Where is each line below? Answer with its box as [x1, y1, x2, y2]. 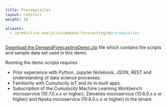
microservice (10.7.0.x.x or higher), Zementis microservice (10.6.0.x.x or [12, 91, 162, 97]
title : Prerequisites [5, 7, 51, 13]
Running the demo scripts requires [5, 60, 78, 66]
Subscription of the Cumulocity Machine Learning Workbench [12, 85, 142, 91]
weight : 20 [5, 17, 28, 22]
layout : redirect [5, 12, 42, 17]
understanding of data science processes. [12, 75, 102, 81]
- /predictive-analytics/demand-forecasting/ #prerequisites [10, 31, 140, 36]
